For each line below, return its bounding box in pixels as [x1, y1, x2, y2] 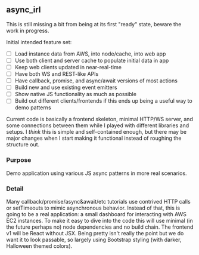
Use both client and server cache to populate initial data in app [14, 57, 169, 64]
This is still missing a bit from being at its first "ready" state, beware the [6, 20, 182, 27]
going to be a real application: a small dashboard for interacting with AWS [6, 210, 186, 217]
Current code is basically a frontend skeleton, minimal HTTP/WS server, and [6, 116, 194, 123]
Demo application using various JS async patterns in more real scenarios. [6, 170, 187, 177]
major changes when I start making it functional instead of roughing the [6, 134, 182, 142]
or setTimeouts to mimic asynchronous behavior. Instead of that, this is [6, 204, 181, 211]
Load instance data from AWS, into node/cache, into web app [14, 50, 166, 57]
